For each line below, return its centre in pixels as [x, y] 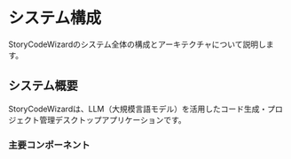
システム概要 [43, 86]
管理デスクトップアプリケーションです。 [113, 119]
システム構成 [55, 18]
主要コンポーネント [49, 145]
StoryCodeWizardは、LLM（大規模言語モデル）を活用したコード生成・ [138, 109]
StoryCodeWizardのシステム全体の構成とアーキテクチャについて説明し [138, 44]
